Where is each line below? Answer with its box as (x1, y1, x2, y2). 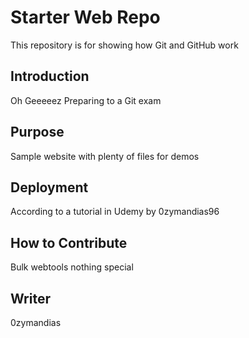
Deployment (10, 179, 89, 196)
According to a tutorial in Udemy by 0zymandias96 (10, 206, 220, 218)
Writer (10, 290, 51, 307)
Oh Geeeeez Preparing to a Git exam (10, 94, 162, 106)
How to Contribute (10, 234, 128, 251)
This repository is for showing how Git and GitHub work (10, 39, 239, 51)
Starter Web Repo (10, 6, 161, 29)
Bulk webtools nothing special (10, 261, 134, 273)
